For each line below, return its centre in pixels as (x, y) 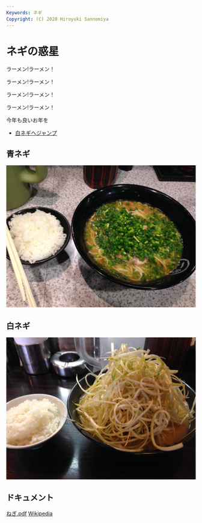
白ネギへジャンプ (36, 133)
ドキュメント (30, 498)
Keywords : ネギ (24, 13)
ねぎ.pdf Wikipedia (29, 513)
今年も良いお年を (27, 120)
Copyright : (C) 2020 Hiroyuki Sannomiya (58, 19)
